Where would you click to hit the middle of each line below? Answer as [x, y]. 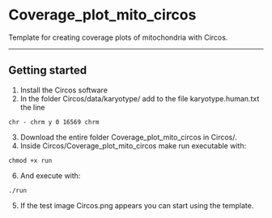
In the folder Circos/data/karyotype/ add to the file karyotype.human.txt [140, 98]
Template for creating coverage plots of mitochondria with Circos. [118, 37]
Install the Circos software [64, 90]
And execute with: [50, 175]
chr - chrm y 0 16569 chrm [54, 122]
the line [32, 107]
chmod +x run [30, 160]
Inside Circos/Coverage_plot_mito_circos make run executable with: [133, 145]
